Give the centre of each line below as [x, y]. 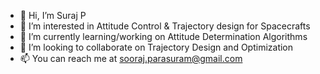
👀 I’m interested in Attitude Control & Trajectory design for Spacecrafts [165, 26]
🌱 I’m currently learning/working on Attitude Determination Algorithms [163, 36]
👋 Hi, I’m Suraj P [53, 15]
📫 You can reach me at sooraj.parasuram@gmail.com [131, 58]
